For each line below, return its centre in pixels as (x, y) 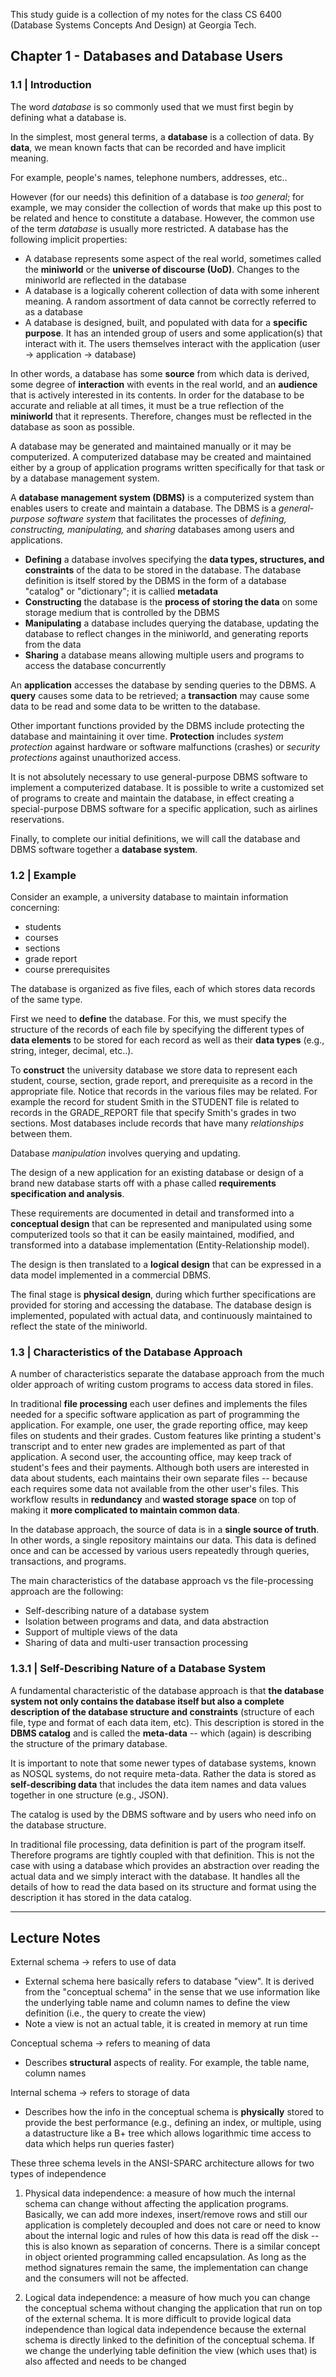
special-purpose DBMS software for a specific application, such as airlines (164, 808)
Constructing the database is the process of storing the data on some (171, 601)
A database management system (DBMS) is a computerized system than (162, 497)
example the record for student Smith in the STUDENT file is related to (155, 1101)
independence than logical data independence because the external (165, 2330)
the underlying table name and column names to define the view (157, 2003)
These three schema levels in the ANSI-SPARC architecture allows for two (162, 2163)
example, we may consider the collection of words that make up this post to (166, 207)
